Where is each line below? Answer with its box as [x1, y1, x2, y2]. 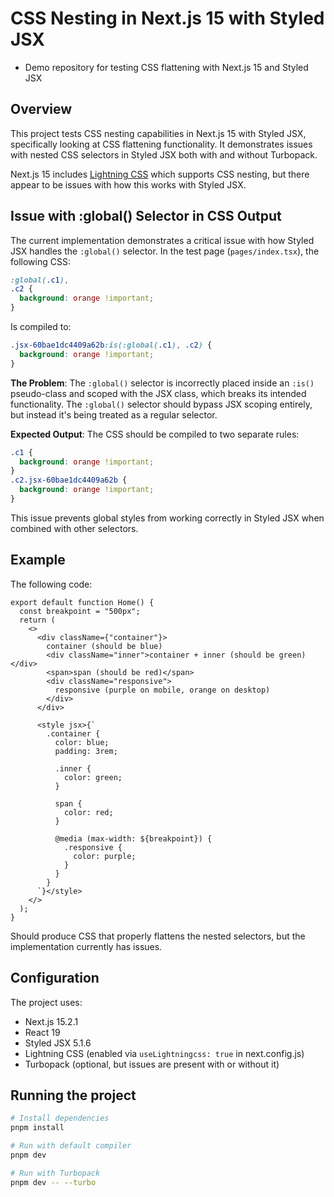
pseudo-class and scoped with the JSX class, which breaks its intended [10, 387, 307, 399]
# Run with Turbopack [10, 1168, 101, 1178]
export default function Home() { [10, 597, 155, 607]
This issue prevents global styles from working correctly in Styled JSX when [10, 512, 325, 524]
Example [10, 552, 66, 569]
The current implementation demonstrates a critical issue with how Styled [10, 234, 315, 246]
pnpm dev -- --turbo [10, 1177, 97, 1187]
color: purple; [73, 851, 137, 861]
